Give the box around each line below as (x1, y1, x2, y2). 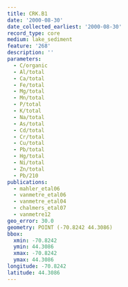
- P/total (13, 101, 42, 108)
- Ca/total (13, 75, 45, 82)
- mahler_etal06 (13, 185, 60, 192)
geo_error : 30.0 (7, 217, 54, 224)
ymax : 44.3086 (13, 256, 54, 263)
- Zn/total (13, 165, 45, 173)
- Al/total (13, 68, 45, 75)
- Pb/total (13, 146, 45, 153)
